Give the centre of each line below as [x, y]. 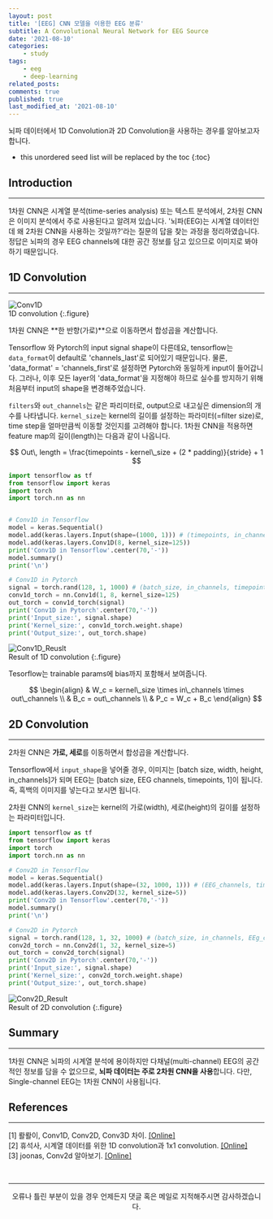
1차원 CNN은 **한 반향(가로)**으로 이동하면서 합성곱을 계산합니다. [113, 330]
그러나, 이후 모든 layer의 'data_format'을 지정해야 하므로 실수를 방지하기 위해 [141, 378]
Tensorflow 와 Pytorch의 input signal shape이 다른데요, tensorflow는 [121, 347]
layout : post [30, 16]
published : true [36, 99]
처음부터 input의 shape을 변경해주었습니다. [77, 388]
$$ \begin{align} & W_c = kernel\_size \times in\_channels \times [136, 690]
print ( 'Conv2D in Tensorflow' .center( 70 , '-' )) [89, 900]
